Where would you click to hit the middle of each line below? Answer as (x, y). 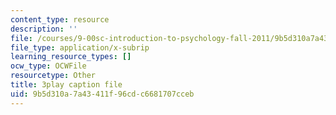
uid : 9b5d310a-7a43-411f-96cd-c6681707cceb (102, 94)
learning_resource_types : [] (71, 57)
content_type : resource (60, 19)
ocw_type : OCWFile (48, 66)
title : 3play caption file (66, 85)
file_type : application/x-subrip (80, 47)
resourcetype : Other (53, 76)
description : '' (44, 29)
